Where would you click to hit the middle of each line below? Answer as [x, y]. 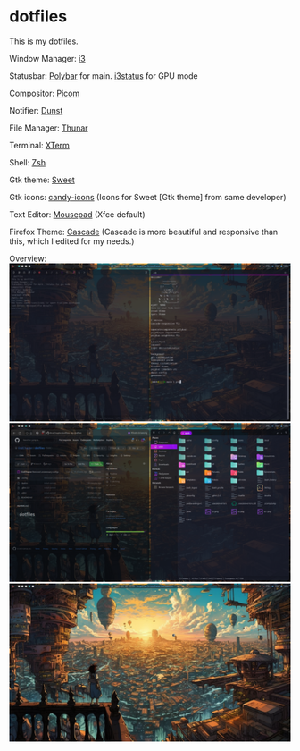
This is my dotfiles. [44, 41]
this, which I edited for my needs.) [72, 241]
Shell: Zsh [28, 162]
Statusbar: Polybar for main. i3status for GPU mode [104, 76]
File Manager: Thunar [49, 128]
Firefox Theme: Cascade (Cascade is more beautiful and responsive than [144, 232]
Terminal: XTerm [39, 145]
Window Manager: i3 [48, 58]
